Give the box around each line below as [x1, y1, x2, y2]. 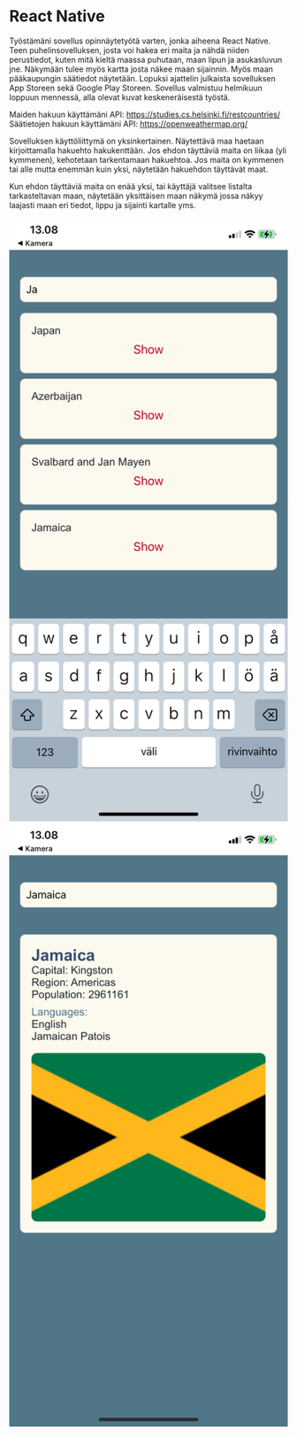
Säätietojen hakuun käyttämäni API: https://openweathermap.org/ [9, 118, 248, 129]
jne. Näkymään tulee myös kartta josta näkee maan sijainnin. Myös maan [9, 64, 274, 74]
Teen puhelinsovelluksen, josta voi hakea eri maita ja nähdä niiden [9, 44, 250, 55]
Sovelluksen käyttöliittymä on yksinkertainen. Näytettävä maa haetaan [9, 135, 264, 146]
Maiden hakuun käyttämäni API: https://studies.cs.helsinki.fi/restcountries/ [9, 109, 281, 120]
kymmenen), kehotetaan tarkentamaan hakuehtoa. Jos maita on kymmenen [9, 154, 285, 165]
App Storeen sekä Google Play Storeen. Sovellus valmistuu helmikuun [9, 82, 263, 93]
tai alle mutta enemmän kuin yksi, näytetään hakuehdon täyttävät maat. [9, 164, 269, 174]
